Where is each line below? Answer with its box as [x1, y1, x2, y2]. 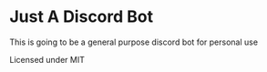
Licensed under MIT [9, 54, 85, 65]
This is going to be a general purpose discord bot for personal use [9, 36, 258, 47]
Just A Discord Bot [9, 6, 153, 27]
